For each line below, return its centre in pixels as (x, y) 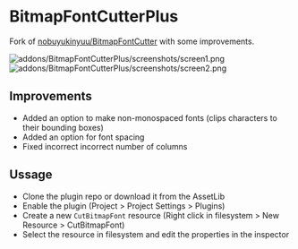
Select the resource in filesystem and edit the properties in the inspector (155, 234)
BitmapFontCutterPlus (94, 17)
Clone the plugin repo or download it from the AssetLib (123, 196)
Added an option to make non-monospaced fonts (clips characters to (149, 117)
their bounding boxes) (63, 127)
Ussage (31, 175)
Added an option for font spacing (83, 137)
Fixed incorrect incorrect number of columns (105, 146)
